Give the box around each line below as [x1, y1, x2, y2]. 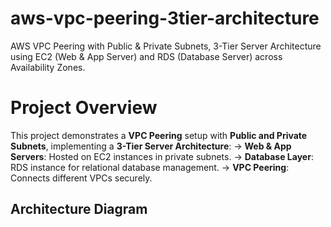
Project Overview [10, 97, 158, 119]
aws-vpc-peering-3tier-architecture [10, 7, 320, 30]
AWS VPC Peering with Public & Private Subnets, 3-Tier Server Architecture [10, 40, 322, 52]
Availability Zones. [10, 61, 86, 73]
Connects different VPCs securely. [10, 172, 153, 184]
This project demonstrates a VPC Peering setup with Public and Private [10, 129, 308, 141]
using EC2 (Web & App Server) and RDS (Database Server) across [10, 50, 283, 62]
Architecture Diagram [10, 201, 148, 218]
